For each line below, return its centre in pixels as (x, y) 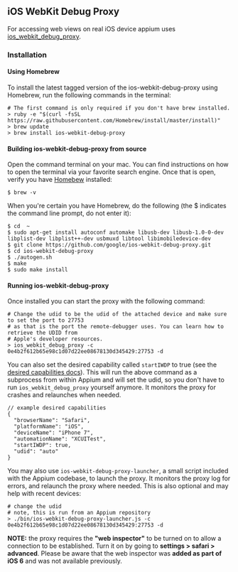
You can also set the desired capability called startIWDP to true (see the (112, 365)
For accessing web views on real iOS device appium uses (92, 28)
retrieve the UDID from (43, 333)
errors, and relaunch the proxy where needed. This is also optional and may (118, 486)
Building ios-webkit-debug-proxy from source (77, 149)
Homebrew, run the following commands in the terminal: (90, 95)
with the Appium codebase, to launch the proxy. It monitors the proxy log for (119, 478)
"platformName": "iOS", (49, 427)
